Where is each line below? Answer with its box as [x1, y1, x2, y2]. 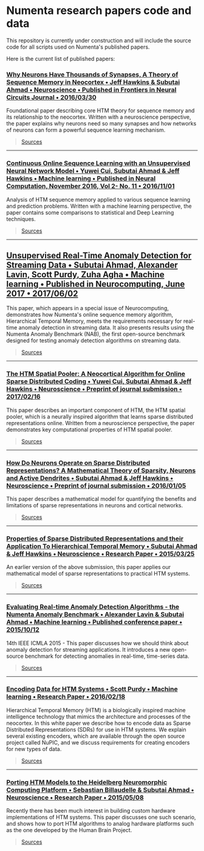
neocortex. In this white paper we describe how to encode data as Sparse [6, 719, 191, 727]
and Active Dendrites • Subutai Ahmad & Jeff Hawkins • [6, 473, 174, 482]
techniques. [6, 215, 36, 222]
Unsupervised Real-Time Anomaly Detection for [6, 250, 192, 261]
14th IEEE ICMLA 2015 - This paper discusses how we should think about [6, 639, 189, 646]
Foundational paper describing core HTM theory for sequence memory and [6, 107, 195, 115]
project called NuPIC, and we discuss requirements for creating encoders [6, 738, 190, 746]
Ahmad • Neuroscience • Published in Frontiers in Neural [6, 85, 177, 94]
